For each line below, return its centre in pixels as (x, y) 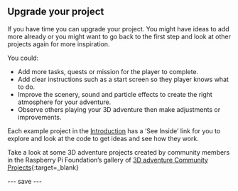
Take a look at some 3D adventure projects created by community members (119, 152)
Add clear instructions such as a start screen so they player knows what (123, 79)
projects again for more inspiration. (59, 44)
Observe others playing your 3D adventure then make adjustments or (119, 109)
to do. (26, 87)
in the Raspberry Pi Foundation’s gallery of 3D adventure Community (108, 160)
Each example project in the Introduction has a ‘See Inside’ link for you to (114, 130)
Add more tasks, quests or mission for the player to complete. (108, 71)
